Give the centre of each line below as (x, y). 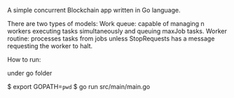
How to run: (24, 59)
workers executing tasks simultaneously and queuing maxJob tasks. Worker (117, 31)
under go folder (30, 73)
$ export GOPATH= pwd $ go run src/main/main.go (79, 86)
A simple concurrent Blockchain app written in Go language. (94, 10)
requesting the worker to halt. (50, 46)
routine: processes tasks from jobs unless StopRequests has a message (111, 38)
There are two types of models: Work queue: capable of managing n (106, 23)
